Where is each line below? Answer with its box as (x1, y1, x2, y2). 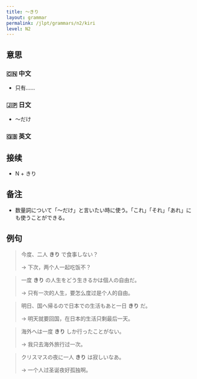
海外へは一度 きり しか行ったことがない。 (20, 328, 125, 335)
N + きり (14, 170, 37, 177)
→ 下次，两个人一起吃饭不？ (20, 264, 92, 271)
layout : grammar (6, 15, 47, 21)
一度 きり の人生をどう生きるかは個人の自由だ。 (20, 276, 140, 283)
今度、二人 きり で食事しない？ (20, 250, 98, 258)
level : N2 (6, 25, 31, 32)
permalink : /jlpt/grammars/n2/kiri (6, 20, 96, 26)
